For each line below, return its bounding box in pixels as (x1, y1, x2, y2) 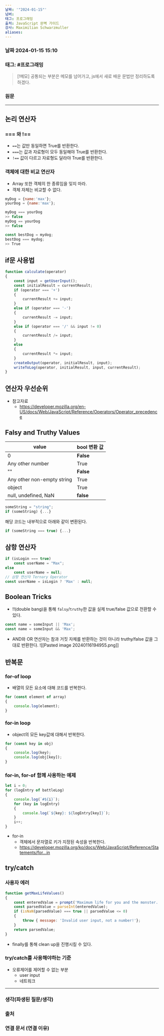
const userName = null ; (14, 570, 62, 575)
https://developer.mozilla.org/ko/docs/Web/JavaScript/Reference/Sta (19, 845, 159, 851)
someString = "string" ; (5, 505, 54, 509)
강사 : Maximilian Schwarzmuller (5, 25, 69, 30)
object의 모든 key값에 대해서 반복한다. (12, 731, 85, 737)
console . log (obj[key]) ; (14, 755, 62, 760)
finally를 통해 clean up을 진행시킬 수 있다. (12, 941, 93, 947)
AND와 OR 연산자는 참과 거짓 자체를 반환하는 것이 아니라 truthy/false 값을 (12, 636, 153, 642)
